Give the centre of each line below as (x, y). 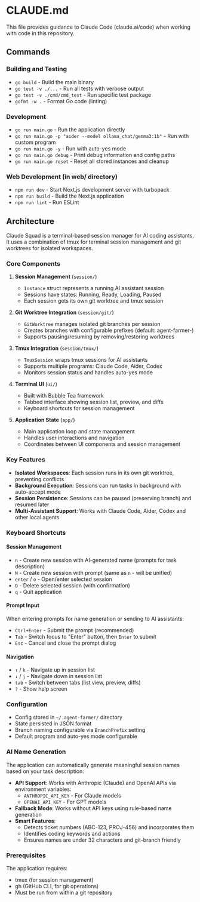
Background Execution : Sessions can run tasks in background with (98, 485)
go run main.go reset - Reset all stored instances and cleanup (92, 161)
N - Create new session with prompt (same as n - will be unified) (93, 572)
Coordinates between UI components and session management (102, 444)
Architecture (30, 221)
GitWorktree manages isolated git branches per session (92, 324)
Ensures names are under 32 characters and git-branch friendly (102, 840)
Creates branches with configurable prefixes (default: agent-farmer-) (109, 330)
